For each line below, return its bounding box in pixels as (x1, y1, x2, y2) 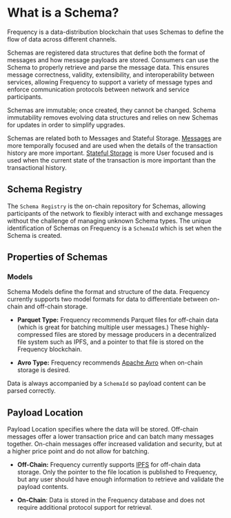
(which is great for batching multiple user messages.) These (17, 323, 188, 331)
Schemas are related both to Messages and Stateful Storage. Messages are (7, 133, 222, 142)
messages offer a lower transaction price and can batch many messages (7, 432, 214, 441)
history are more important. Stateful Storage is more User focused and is (7, 149, 214, 157)
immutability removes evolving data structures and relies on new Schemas (7, 113, 219, 122)
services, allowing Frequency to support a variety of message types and (7, 77, 212, 86)
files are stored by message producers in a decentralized (54, 331, 217, 339)
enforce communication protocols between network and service (7, 85, 190, 93)
